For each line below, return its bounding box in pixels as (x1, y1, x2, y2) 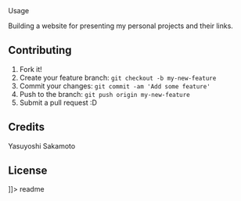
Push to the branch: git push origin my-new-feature (19, 89, 190, 99)
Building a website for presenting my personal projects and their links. (8, 21, 233, 31)
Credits (8, 120, 45, 134)
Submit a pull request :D (19, 98, 98, 107)
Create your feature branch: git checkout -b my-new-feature (19, 73, 217, 82)
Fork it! (19, 64, 43, 74)
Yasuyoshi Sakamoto (8, 141, 76, 150)
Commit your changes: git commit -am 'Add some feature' (19, 81, 211, 91)
